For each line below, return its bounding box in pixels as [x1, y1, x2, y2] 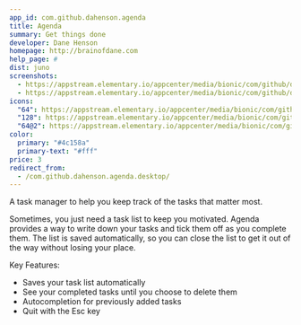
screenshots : [9, 72, 58, 81]
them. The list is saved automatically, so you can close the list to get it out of [9, 233, 291, 243]
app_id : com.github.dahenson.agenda [9, 13, 146, 22]
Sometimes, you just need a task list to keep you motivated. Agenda [9, 214, 260, 224]
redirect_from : [9, 163, 66, 172]
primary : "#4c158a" [17, 138, 90, 147]
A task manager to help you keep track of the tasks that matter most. [9, 197, 262, 207]
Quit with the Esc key [21, 306, 101, 317]
